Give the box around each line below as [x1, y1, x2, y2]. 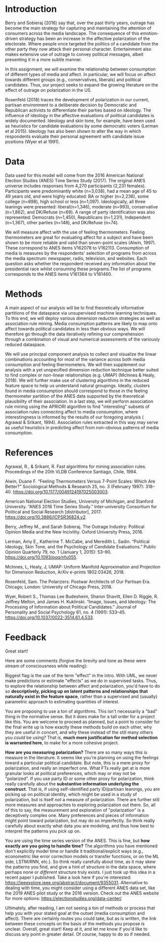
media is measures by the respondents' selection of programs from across [5, 250, 157, 256]
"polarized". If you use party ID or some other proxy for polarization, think [5, 776, 154, 781]
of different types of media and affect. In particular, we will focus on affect [5, 71, 156, 77]
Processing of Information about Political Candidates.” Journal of [5, 604, 137, 610]
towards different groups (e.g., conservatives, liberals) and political [5, 77, 141, 82]
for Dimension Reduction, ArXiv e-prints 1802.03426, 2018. [5, 569, 125, 575]
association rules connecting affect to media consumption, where [5, 409, 138, 414]
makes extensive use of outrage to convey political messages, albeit [5, 51, 144, 57]
